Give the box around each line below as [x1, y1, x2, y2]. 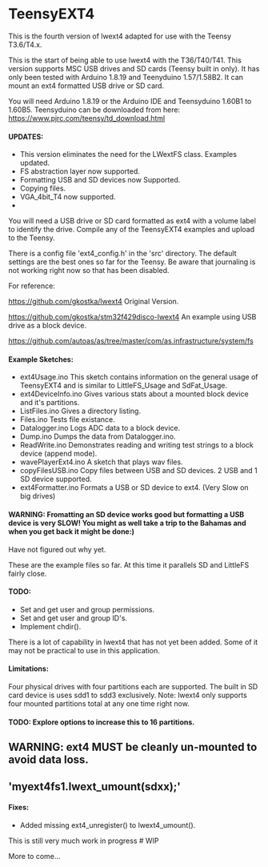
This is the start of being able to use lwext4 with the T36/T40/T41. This [8, 55, 242, 65]
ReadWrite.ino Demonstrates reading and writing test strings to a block [19, 440, 254, 450]
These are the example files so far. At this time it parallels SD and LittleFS [8, 560, 250, 569]
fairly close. [8, 568, 47, 578]
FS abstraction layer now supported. [19, 167, 140, 176]
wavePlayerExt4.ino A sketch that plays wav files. [19, 457, 183, 467]
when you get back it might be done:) [8, 526, 134, 536]
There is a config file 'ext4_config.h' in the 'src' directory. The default [8, 249, 238, 259]
